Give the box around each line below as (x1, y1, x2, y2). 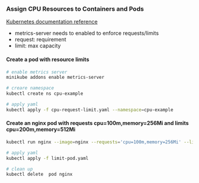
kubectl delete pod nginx (6, 171, 73, 178)
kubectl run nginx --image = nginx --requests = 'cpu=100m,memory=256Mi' (6, 139, 182, 145)
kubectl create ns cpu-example (6, 91, 84, 97)
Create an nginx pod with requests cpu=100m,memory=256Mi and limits (6, 120, 189, 127)
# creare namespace (6, 85, 54, 91)
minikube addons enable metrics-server (6, 75, 105, 81)
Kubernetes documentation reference (6, 18, 98, 25)
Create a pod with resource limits (6, 56, 89, 63)
